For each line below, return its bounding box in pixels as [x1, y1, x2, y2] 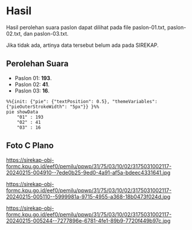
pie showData [6, 108, 39, 115]
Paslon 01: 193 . [14, 74, 52, 81]
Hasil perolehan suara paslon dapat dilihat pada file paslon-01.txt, [6, 24, 167, 31]
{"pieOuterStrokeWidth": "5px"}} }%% [6, 104, 100, 110]
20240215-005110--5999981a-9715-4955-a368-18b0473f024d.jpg [6, 193, 171, 200]
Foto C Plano [6, 140, 54, 151]
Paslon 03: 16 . [14, 87, 50, 94]
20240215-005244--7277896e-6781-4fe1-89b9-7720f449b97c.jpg [6, 217, 171, 224]
